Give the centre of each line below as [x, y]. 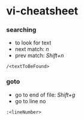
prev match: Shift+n [39, 56]
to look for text [33, 43]
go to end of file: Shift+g [45, 95]
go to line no [30, 101]
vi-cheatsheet [42, 11]
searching [21, 30]
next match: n [32, 49]
